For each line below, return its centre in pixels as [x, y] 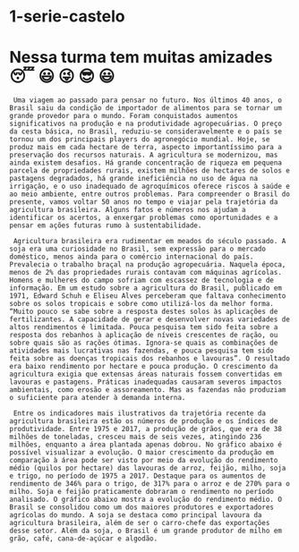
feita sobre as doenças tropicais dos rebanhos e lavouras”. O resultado [150, 359]
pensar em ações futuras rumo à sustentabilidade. [106, 225]
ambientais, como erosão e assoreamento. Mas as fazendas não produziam [148, 390]
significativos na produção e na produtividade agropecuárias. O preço [145, 124]
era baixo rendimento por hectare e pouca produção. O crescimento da [144, 367]
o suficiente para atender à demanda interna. [98, 398]
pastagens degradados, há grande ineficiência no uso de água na [133, 179]
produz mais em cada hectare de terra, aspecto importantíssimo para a [145, 148]
